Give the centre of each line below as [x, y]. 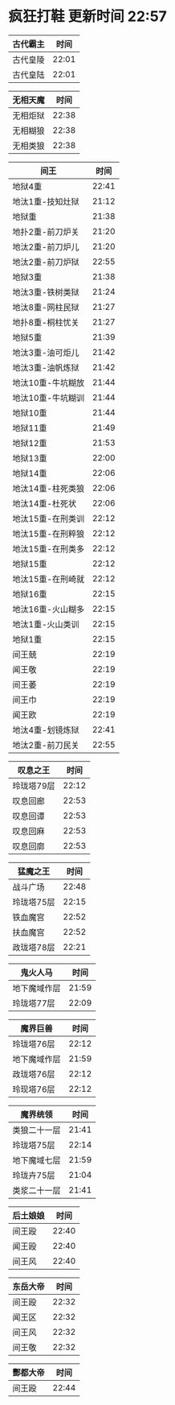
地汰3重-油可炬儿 [46, 353]
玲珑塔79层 [34, 786]
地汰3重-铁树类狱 [46, 292]
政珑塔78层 [34, 947]
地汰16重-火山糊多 [49, 609]
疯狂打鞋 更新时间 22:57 [87, 17]
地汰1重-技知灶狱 [46, 201]
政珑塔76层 [34, 1074]
